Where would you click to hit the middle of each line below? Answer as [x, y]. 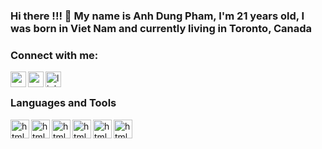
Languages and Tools [63, 103]
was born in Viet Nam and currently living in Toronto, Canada [161, 28]
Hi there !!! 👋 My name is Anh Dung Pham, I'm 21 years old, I [157, 16]
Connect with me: [54, 55]
